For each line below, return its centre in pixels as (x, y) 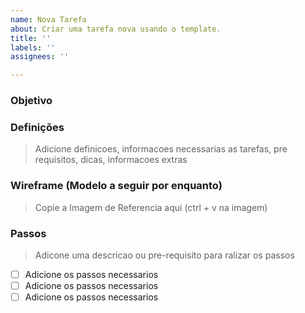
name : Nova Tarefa (48, 19)
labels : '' (33, 47)
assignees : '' (40, 57)
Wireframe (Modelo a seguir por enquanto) (116, 186)
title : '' (31, 38)
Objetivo (31, 101)
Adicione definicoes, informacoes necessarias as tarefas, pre (161, 149)
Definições (37, 127)
